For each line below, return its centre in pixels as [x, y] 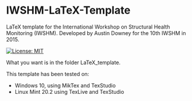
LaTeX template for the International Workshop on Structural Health [88, 27]
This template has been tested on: [48, 74]
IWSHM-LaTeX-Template [68, 10]
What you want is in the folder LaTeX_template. [63, 62]
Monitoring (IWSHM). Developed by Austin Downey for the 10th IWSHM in [96, 33]
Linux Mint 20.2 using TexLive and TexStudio [69, 91]
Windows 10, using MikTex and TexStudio [65, 85]
